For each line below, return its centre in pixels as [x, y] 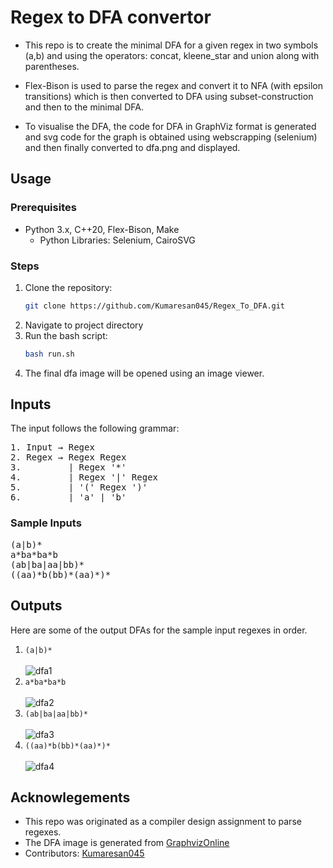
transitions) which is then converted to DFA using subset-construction [169, 96]
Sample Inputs [46, 523]
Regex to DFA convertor [111, 17]
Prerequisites [43, 208]
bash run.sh [49, 354]
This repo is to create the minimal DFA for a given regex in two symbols [171, 45]
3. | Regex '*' [68, 467]
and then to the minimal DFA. [84, 107]
